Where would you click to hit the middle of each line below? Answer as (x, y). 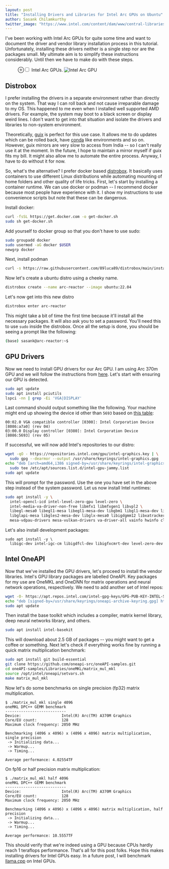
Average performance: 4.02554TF (39, 760)
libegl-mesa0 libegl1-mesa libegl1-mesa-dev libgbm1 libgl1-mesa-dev (84, 511)
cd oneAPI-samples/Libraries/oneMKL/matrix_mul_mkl (60, 669)
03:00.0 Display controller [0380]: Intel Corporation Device (72, 431)
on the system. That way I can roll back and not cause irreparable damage (82, 103)
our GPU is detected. (27, 379)
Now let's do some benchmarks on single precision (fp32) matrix (72, 688)
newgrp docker (20, 250)
